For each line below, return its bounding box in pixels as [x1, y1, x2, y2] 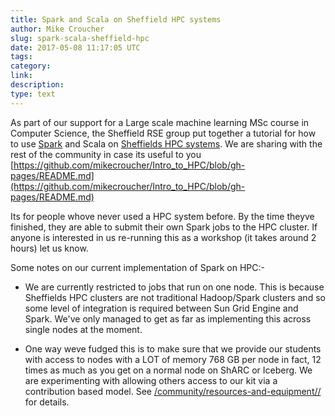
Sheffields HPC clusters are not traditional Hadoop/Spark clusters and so [24, 291, 326, 303]
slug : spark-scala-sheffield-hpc [10, 33, 150, 43]
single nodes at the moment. [24, 323, 143, 335]
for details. [24, 396, 70, 408]
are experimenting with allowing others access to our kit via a [24, 374, 278, 386]
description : [10, 80, 65, 90]
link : [10, 71, 33, 81]
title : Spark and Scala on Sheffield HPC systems [10, 14, 222, 25]
